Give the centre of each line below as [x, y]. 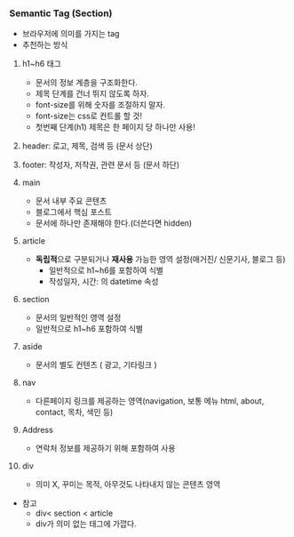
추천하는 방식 [45, 45]
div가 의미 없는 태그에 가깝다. [86, 524]
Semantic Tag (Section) [61, 13]
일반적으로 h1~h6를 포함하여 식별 [106, 270]
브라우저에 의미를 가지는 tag [71, 34]
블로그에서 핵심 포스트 [74, 212]
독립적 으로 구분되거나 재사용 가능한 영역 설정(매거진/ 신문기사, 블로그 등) [160, 260]
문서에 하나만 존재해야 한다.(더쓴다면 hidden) [114, 223]
